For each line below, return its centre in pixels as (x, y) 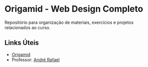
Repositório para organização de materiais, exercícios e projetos (69, 22)
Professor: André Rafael (36, 60)
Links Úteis (22, 43)
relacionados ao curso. (28, 27)
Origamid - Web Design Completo (74, 9)
